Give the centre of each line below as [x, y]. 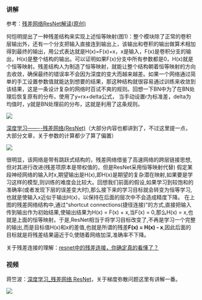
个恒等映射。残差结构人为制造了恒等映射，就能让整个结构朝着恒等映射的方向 [101, 67]
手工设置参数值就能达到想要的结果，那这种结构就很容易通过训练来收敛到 [106, 82]
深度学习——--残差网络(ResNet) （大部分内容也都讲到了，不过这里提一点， [99, 128]
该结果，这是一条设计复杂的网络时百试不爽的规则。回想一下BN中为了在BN [98, 89]
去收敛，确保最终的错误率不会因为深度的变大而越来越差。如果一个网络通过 [98, 74]
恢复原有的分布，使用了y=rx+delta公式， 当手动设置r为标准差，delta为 [104, 97]
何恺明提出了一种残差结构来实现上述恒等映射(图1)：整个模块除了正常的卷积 [99, 37]
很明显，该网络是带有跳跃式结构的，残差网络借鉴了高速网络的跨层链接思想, [99, 160]
